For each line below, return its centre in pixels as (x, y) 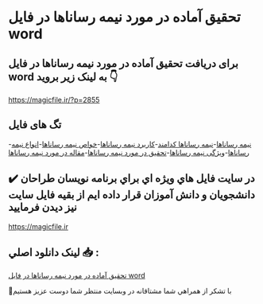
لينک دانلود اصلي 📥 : (54, 253)
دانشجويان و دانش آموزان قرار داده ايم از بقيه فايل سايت (132, 195)
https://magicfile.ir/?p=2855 (54, 100)
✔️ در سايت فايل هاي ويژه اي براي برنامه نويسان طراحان (132, 179)
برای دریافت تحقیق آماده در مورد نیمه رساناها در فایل (123, 63)
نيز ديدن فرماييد (43, 207)
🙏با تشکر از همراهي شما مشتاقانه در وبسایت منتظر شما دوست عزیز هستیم (120, 291)
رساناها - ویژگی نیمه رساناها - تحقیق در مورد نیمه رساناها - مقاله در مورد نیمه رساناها (129, 152)
